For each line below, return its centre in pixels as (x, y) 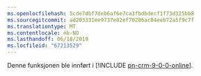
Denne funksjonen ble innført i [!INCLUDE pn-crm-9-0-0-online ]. (100, 65)
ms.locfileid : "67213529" (45, 46)
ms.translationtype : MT (42, 26)
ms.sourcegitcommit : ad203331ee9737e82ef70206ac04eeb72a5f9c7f (101, 20)
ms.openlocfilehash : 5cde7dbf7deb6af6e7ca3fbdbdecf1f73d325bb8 (101, 13)
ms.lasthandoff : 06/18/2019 (48, 39)
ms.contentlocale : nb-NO (43, 33)
